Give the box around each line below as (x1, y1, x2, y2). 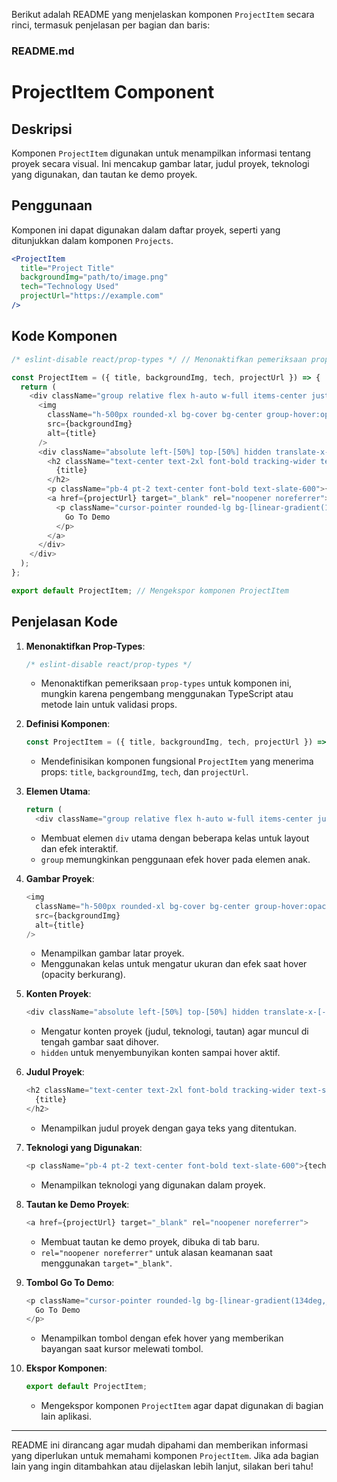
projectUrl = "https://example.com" (20, 291, 164, 301)
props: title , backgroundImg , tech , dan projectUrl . (40, 766, 249, 778)
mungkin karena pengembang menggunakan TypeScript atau (40, 688, 294, 700)
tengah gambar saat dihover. (40, 1036, 159, 1048)
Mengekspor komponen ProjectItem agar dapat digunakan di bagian (40, 1400, 324, 1412)
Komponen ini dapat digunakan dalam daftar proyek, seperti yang (11, 224, 281, 236)
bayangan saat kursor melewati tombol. (40, 1343, 204, 1355)
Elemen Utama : (25, 785, 91, 798)
